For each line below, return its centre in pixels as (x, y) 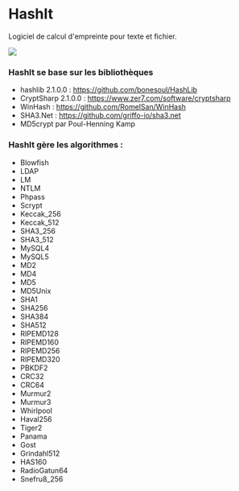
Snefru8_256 (41, 479)
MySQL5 (35, 256)
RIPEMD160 (39, 342)
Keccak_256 (41, 213)
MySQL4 (35, 248)
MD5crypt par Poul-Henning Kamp (77, 124)
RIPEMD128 (39, 333)
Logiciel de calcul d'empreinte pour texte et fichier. (93, 36)
